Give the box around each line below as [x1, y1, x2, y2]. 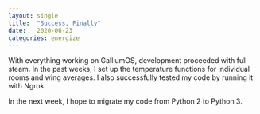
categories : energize [8, 33, 80, 42]
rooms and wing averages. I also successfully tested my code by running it [8, 73, 254, 82]
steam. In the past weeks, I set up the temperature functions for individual [8, 65, 250, 74]
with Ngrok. [8, 81, 46, 91]
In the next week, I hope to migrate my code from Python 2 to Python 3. [8, 96, 243, 106]
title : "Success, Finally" [8, 19, 102, 27]
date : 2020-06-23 [8, 26, 73, 34]
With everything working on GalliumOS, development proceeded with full [8, 56, 247, 65]
